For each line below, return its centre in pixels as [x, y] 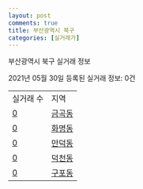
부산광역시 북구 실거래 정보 [49, 61]
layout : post [30, 15]
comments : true [33, 23]
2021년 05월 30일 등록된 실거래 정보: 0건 [72, 78]
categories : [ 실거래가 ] [44, 38]
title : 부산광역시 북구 [41, 30]
